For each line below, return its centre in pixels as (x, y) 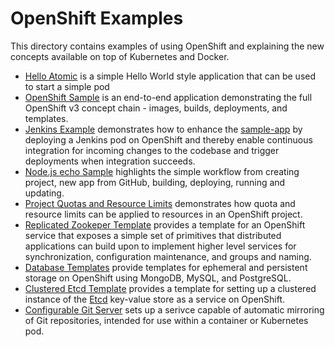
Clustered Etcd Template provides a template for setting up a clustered (170, 288)
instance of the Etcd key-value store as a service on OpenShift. (155, 299)
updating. (44, 193)
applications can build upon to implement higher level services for (160, 246)
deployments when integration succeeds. (110, 161)
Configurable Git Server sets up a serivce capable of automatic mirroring (174, 309)
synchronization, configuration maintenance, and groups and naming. (168, 256)
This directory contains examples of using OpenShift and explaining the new (167, 46)
